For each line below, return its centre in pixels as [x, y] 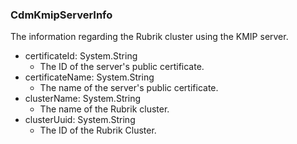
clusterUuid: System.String [80, 120]
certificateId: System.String [81, 56]
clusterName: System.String [83, 99]
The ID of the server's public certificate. [122, 67]
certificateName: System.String [89, 77]
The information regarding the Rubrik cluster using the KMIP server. [149, 37]
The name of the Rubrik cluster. [104, 109]
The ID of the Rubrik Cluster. [98, 130]
